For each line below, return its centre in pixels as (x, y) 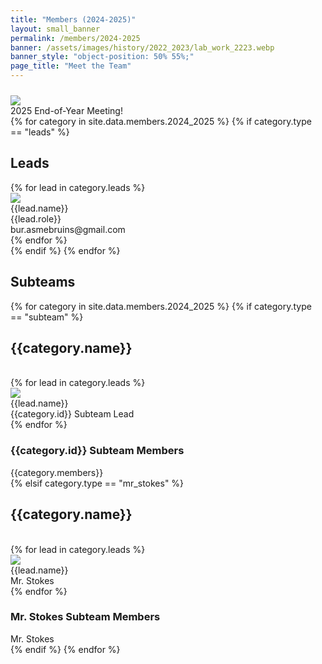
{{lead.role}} (36, 218)
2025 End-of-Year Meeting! (66, 110)
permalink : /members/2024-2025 (75, 38)
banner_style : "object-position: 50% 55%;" (102, 57)
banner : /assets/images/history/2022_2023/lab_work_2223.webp (142, 47)
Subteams (43, 282)
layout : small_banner (55, 29)
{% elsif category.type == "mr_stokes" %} (97, 483)
